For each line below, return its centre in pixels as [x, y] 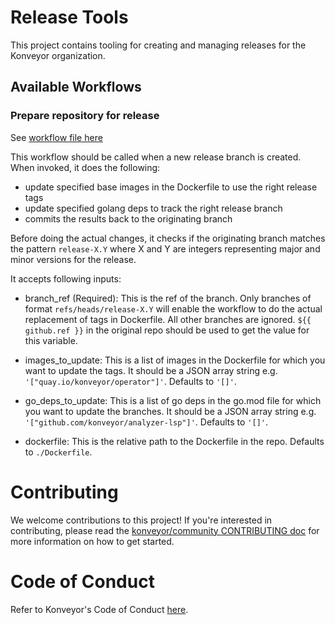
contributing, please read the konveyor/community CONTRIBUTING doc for [165, 530]
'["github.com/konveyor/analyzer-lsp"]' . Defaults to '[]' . [146, 422]
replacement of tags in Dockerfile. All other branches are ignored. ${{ [168, 319]
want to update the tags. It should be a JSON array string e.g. [151, 370]
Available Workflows [76, 87]
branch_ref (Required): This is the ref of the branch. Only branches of [168, 298]
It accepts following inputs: [66, 278]
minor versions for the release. [73, 259]
